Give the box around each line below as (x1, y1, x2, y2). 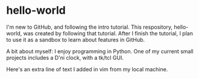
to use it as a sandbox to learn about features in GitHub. (6, 36, 145, 43)
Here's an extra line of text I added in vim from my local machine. (6, 65, 168, 72)
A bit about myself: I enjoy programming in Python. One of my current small (6, 47, 194, 54)
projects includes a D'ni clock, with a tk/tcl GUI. (6, 54, 124, 61)
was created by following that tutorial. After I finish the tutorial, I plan (23, 29, 193, 37)
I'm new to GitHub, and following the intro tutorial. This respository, (6, 23, 173, 31)
